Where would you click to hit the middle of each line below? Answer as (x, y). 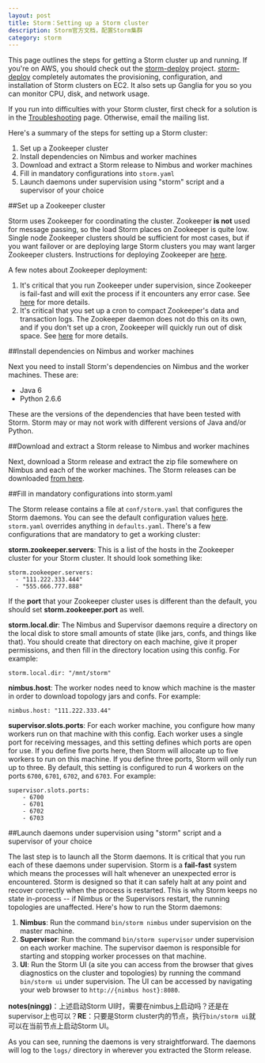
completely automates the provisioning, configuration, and (127, 77)
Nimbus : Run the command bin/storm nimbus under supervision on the (135, 923)
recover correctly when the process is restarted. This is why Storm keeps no (133, 890)
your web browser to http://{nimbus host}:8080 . (100, 990)
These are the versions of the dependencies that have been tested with (125, 414)
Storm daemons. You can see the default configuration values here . (118, 518)
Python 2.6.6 (40, 399)
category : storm (35, 38)
